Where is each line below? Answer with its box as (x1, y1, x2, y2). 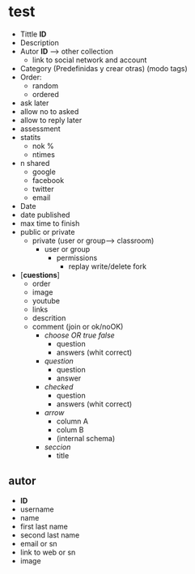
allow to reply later (19, 115, 83, 125)
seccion (44, 442, 71, 452)
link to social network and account (32, 55, 147, 65)
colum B (56, 424, 84, 435)
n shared (19, 158, 50, 168)
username (19, 504, 54, 514)
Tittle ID (19, 29, 47, 39)
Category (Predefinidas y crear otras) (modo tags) (19, 63, 188, 73)
